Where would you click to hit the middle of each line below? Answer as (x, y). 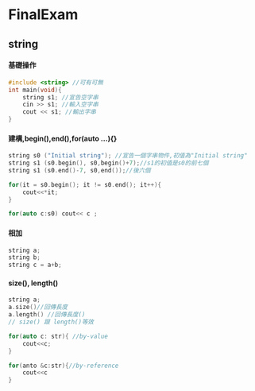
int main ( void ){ (35, 90)
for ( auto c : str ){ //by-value (58, 336)
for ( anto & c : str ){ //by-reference (64, 366)
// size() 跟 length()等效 (51, 322)
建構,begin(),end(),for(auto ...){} (63, 138)
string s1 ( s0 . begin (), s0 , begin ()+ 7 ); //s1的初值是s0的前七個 (108, 163)
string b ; (25, 257)
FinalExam (43, 15)
